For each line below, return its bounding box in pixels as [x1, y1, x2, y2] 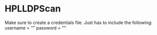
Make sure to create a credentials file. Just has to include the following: [5, 19, 153, 25]
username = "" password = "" [5, 24, 66, 30]
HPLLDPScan [5, 3, 61, 14]
